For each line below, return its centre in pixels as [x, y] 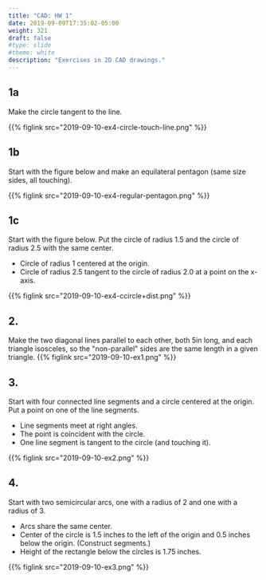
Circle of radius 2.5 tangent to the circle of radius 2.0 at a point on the [134, 272]
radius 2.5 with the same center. [61, 248]
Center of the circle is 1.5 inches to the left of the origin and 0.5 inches [135, 535]
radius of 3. [27, 511]
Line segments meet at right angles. [78, 425]
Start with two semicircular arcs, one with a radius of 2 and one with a [123, 502]
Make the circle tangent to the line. [65, 112]
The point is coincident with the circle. [82, 434]
